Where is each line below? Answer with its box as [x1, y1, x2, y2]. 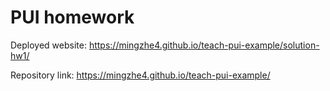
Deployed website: [10, 39, 87, 51]
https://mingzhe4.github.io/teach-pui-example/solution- [88, 39, 320, 51]
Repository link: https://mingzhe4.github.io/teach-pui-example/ [10, 69, 271, 81]
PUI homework [10, 6, 135, 29]
